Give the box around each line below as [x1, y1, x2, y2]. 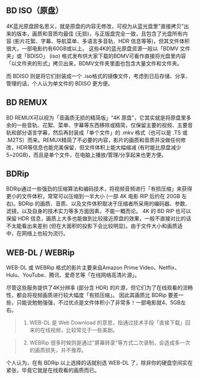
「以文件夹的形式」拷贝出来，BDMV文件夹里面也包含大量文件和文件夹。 [6, 59, 182, 67]
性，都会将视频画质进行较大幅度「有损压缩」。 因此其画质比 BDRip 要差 [6, 292, 179, 299]
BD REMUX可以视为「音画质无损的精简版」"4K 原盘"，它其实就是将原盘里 [6, 114, 187, 121]
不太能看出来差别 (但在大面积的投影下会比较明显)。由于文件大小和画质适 [6, 223, 183, 230]
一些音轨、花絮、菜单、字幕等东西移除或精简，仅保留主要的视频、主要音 [16, 121, 193, 129]
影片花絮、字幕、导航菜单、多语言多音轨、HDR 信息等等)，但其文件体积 [14, 37, 190, 45]
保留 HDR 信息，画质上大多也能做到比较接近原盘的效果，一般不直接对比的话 [6, 215, 191, 222]
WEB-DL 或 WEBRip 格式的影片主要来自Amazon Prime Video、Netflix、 [6, 264, 180, 271]
